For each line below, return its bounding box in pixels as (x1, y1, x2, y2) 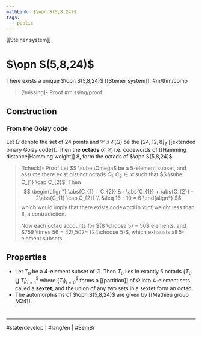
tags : (6, 14, 20, 20)
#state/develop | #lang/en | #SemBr (6, 324, 95, 331)
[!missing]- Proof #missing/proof (20, 89, 103, 96)
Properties (6, 252, 47, 262)
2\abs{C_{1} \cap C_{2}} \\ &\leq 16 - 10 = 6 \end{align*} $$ (35, 194, 182, 201)
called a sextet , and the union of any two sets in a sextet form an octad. (14, 284, 194, 291)
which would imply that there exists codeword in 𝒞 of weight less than (20, 203, 195, 210)
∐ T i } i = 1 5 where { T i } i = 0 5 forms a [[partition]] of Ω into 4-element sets (14, 276, 191, 285)
